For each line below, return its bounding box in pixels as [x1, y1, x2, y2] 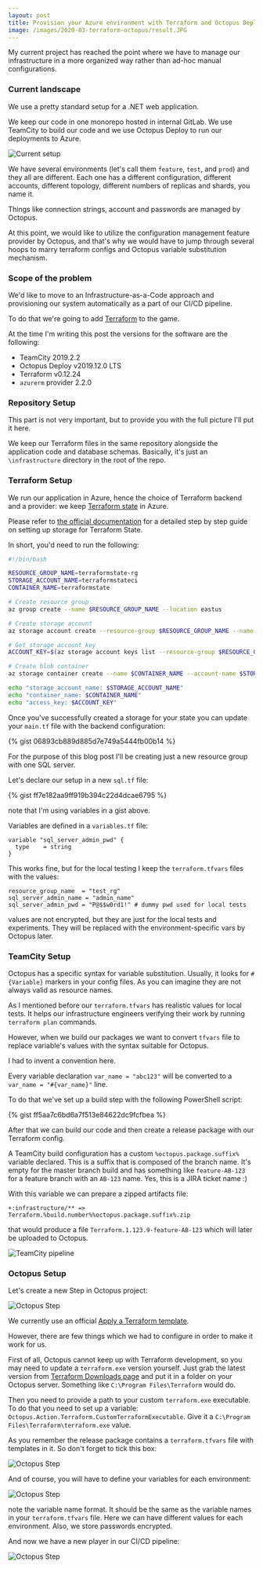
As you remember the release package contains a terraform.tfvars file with [8, 1436, 254, 1445]
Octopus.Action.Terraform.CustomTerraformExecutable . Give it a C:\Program [8, 1412, 250, 1421]
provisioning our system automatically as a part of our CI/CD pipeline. [8, 298, 232, 308]
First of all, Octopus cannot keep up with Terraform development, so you [8, 1355, 243, 1365]
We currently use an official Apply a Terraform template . [8, 1316, 189, 1326]
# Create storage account [8, 620, 92, 627]
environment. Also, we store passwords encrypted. [8, 1521, 173, 1531]
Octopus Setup [8, 1267, 67, 1278]
